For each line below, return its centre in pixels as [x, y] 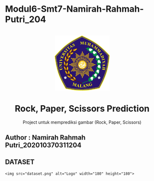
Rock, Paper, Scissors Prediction [82, 109]
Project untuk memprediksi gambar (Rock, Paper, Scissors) [82, 122]
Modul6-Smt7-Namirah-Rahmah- [75, 9]
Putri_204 [26, 19]
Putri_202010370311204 [43, 145]
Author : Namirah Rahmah [45, 138]
